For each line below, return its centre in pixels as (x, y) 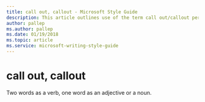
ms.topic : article (30, 40)
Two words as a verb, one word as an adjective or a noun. (79, 92)
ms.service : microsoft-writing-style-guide (63, 46)
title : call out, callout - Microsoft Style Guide (72, 12)
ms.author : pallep (30, 29)
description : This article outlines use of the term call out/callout (98, 18)
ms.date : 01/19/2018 (33, 35)
